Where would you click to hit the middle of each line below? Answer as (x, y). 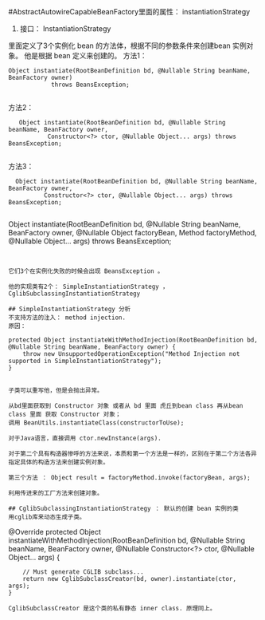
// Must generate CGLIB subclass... (84, 572)
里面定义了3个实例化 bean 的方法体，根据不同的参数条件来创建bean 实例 (127, 45)
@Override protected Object (55, 532)
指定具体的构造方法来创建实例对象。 (59, 462)
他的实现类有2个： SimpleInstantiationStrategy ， (88, 286)
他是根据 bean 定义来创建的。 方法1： (85, 55)
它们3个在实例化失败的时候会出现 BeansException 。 (86, 271)
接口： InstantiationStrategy (65, 29)
